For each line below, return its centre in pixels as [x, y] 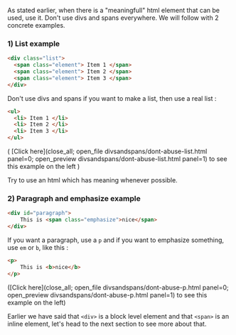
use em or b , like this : [38, 247]
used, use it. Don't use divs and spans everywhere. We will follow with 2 [113, 18]
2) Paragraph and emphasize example [74, 198]
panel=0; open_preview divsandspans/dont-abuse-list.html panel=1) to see [117, 159]
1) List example [34, 43]
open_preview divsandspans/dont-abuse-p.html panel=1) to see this [107, 295]
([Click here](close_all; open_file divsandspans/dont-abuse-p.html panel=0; [118, 287]
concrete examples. [36, 25]
